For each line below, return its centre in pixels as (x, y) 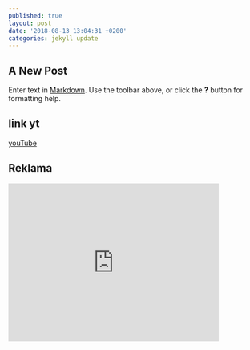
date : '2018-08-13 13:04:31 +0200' (68, 31)
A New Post (38, 70)
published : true (35, 16)
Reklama (30, 168)
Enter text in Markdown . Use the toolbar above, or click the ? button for (125, 90)
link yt (24, 124)
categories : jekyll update (53, 38)
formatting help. (35, 99)
